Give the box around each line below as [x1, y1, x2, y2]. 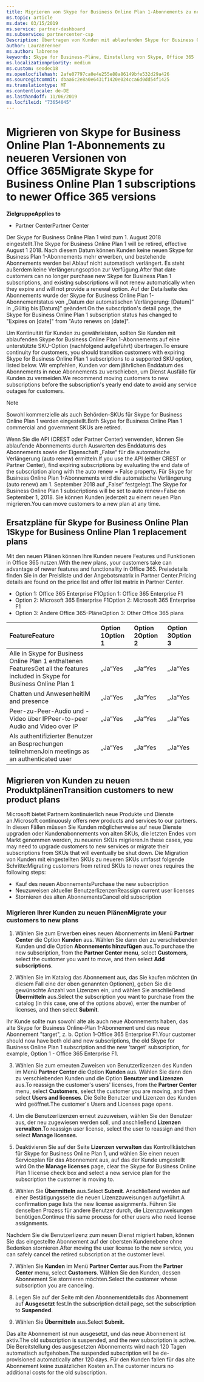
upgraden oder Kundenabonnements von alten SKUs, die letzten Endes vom [6, 830, 197, 837]
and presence [9, 697, 49, 706]
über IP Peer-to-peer [27, 715, 88, 723]
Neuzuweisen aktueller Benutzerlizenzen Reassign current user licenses [15, 887, 195, 894]
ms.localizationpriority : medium [6, 60, 91, 66]
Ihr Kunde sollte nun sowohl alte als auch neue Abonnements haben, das [6, 1018, 188, 1025]
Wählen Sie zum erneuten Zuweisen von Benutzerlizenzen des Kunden [15, 1062, 192, 1069]
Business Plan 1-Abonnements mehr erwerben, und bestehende [6, 253, 166, 260]
